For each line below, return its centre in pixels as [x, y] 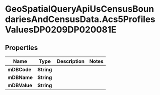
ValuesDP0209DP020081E [61, 30]
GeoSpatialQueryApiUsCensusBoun [80, 9]
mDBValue [20, 85]
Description [71, 61]
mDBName [20, 77]
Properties [21, 47]
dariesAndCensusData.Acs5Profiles [80, 19]
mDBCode [20, 69]
